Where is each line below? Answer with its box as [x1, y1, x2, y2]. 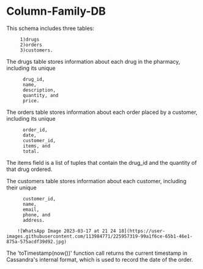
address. [22, 217, 45, 223]
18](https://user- [118, 228, 166, 234]
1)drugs [20, 36, 40, 42]
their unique [6, 184, 37, 191]
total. [22, 148, 40, 154]
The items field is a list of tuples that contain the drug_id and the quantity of [6, 159, 197, 166]
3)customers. [20, 47, 53, 53]
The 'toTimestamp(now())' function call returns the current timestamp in [6, 249, 188, 257]
